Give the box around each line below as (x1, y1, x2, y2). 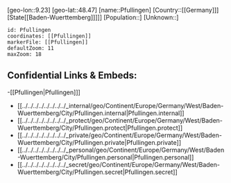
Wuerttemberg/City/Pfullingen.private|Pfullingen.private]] (17, 138, 182, 146)
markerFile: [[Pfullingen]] (7, 39, 89, 46)
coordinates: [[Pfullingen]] (7, 33, 92, 40)
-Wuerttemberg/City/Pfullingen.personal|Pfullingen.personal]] (17, 152, 194, 162)
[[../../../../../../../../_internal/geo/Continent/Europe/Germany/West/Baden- (17, 101, 224, 110)
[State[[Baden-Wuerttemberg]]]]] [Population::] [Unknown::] (7, 13, 179, 21)
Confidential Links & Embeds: (7, 69, 137, 82)
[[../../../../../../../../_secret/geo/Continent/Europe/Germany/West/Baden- (17, 160, 221, 168)
